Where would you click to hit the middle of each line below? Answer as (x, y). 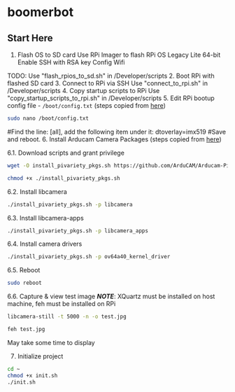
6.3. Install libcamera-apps (45, 218)
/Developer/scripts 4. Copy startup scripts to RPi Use (84, 91)
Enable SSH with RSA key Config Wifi (71, 62)
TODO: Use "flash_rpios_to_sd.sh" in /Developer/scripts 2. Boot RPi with (111, 76)
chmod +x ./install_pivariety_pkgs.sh (64, 178)
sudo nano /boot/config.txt (48, 118)
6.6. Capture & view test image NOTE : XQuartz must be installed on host (111, 296)
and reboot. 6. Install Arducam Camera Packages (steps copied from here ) (114, 139)
